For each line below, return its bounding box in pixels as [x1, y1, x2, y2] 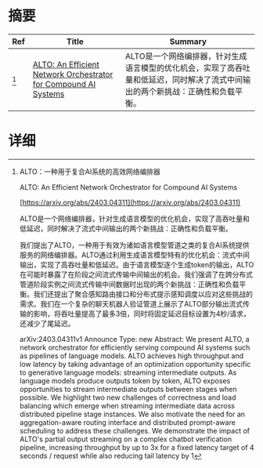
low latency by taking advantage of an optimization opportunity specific [19, 359, 251, 368]
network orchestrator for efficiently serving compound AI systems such [19, 343, 250, 352]
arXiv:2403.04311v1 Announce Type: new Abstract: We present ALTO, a [19, 334, 250, 343]
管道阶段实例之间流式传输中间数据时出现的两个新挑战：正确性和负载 [19, 279, 240, 288]
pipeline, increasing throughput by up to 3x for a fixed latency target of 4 [19, 442, 254, 452]
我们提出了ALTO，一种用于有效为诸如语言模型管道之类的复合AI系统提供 [19, 240, 250, 249]
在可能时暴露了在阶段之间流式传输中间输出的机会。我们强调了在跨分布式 [19, 270, 253, 279]
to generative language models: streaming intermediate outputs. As [19, 368, 237, 377]
